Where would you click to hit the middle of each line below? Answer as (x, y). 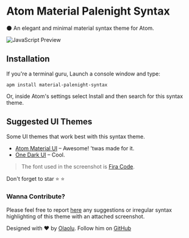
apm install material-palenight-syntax (57, 85)
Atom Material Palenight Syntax (88, 11)
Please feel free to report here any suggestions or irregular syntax (89, 210)
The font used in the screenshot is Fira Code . (78, 166)
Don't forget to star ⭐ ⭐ (36, 178)
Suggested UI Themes (49, 122)
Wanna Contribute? (36, 197)
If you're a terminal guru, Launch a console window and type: (83, 74)
